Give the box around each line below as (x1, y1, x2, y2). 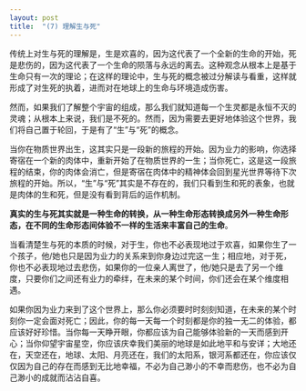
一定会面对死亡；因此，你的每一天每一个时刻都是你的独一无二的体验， (25, 315, 289, 326)
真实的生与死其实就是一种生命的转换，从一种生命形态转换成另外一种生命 (9, 208, 280, 219)
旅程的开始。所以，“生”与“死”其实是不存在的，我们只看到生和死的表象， (9, 177, 280, 188)
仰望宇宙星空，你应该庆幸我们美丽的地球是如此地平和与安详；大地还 (40, 337, 297, 348)
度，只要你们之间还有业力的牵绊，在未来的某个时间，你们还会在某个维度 (9, 273, 280, 284)
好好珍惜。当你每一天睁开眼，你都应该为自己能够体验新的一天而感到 (25, 326, 280, 337)
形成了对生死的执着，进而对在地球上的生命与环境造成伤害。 (9, 82, 233, 93)
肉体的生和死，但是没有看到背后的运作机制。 (16, 188, 185, 200)
